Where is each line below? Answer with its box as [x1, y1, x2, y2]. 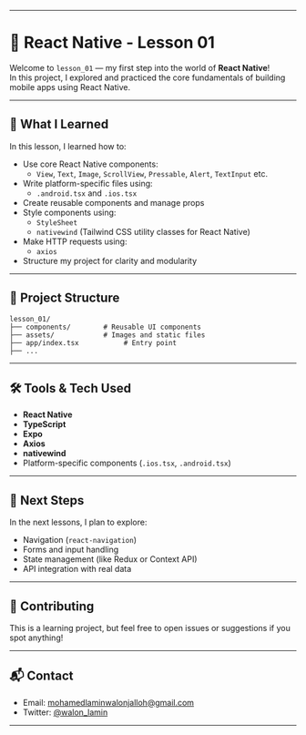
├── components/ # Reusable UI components [9, 322, 202, 332]
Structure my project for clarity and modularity [22, 255, 198, 266]
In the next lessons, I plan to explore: [9, 516, 148, 528]
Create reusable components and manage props [22, 197, 205, 208]
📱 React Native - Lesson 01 [9, 33, 216, 53]
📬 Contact [9, 669, 74, 684]
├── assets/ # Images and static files [9, 330, 206, 340]
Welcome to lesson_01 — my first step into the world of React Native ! [9, 62, 270, 73]
